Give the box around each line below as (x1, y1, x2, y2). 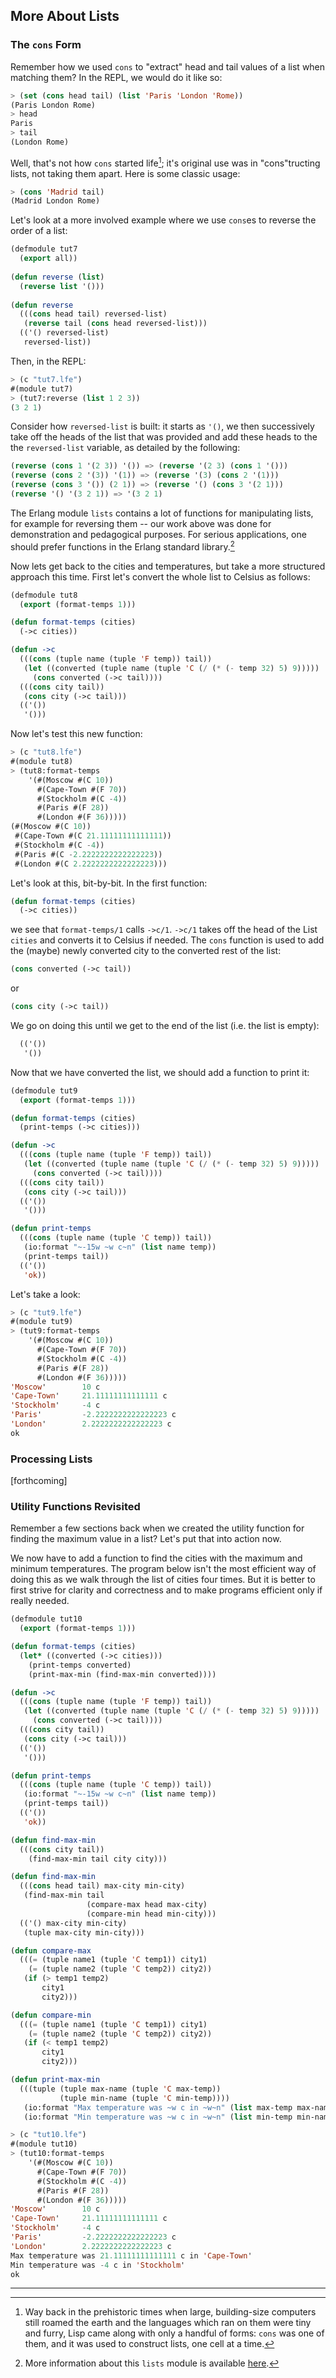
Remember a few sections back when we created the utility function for (10, 1522, 305, 1534)
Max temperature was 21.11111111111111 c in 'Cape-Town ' (10, 2250, 253, 2261)
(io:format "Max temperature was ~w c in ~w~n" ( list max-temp (23, 2102, 293, 2113)
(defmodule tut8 (10, 590, 78, 600)
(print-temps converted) (28, 1660, 132, 1670)
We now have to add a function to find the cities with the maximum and (10, 1552, 303, 1564)
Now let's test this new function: (10, 728, 143, 740)
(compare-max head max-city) (86, 1900, 208, 1910)
